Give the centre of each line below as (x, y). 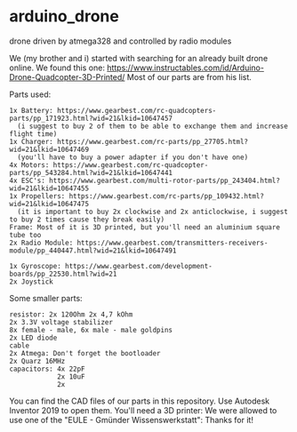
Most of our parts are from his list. (189, 76)
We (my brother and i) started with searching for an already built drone (139, 58)
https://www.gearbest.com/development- (139, 266)
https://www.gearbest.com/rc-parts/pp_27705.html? (153, 141)
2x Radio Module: (41, 243)
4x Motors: (29, 165)
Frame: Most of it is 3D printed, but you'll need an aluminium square (144, 227)
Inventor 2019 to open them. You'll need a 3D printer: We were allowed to (143, 410)
